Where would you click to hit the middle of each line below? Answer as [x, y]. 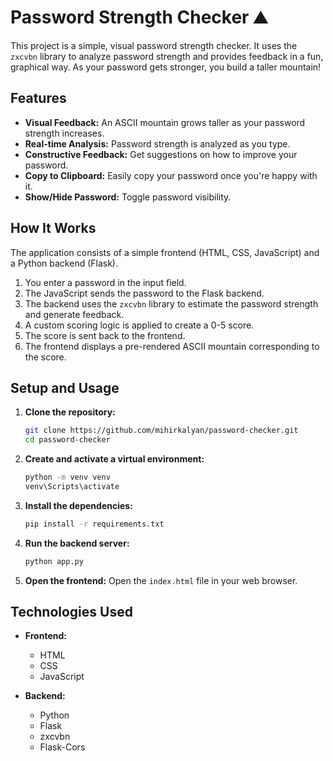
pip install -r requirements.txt [94, 524]
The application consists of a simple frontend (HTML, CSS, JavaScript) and [165, 252]
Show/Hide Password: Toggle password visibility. [128, 197]
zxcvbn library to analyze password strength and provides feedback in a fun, [167, 56]
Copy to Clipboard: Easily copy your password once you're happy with [171, 175]
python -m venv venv [67, 477]
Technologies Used [71, 612]
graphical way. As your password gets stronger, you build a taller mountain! [166, 67]
